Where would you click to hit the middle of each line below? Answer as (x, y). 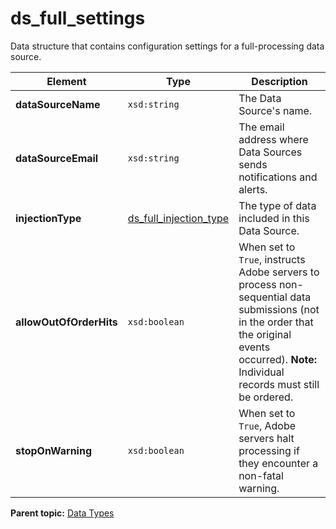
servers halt (266, 438)
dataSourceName (58, 104)
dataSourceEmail (57, 158)
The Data (260, 98)
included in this (274, 218)
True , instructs (272, 259)
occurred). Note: (278, 359)
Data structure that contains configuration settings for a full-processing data (167, 46)
